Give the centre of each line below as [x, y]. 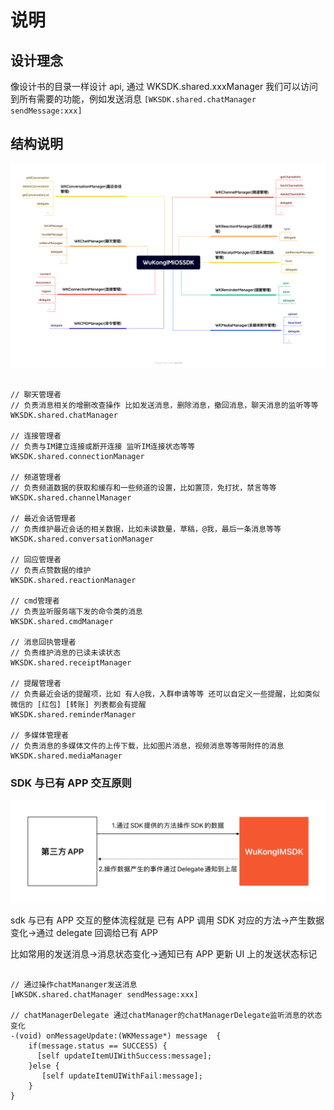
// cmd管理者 [35, 601]
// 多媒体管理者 [39, 735]
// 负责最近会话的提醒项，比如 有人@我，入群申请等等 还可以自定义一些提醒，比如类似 [165, 694]
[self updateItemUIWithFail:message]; [122, 1076]
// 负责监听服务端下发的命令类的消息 [76, 611]
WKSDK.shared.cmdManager [62, 621]
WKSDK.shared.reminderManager [73, 714]
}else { [44, 1066]
